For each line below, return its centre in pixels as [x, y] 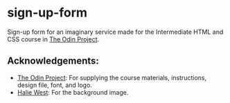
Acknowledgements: [53, 61]
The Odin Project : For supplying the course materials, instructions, [112, 77]
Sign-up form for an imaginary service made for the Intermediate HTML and [115, 32]
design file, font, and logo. [54, 85]
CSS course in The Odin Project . [53, 39]
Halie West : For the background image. [73, 92]
